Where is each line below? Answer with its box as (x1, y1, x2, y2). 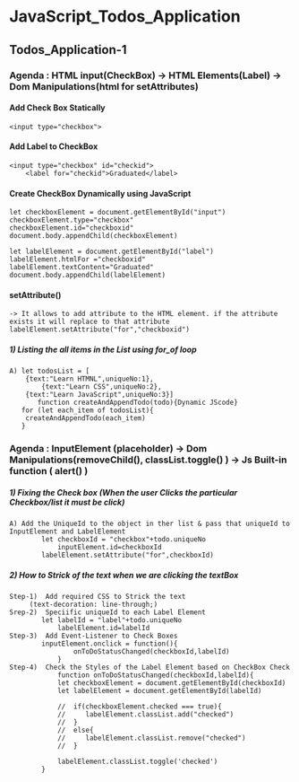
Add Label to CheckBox (9, 141, 98, 152)
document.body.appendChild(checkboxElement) (9, 232, 178, 241)
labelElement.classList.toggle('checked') (56, 757, 218, 767)
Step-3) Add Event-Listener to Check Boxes (9, 631, 178, 641)
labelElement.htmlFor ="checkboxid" (9, 255, 146, 264)
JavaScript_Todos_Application (9, 6, 241, 27)
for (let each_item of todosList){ (21, 406, 154, 415)
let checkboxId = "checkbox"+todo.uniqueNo (41, 535, 206, 544)
